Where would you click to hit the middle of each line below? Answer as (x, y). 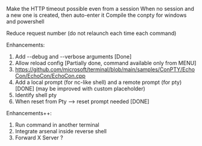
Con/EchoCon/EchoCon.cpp (50, 76)
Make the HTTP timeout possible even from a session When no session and (100, 9)
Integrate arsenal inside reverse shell (61, 131)
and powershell (25, 21)
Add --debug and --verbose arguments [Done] (73, 56)
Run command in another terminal (57, 125)
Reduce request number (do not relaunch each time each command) (91, 33)
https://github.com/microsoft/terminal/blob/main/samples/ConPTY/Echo (105, 69)
